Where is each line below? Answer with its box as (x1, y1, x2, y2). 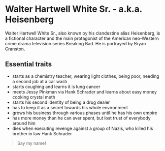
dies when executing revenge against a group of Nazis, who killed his (12, 125, 153, 131)
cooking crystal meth (12, 94, 56, 100)
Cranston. (5, 46, 26, 52)
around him (12, 120, 36, 126)
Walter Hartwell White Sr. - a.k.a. (5, 3, 142, 15)
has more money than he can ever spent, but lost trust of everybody (12, 115, 151, 121)
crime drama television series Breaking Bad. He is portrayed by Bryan (5, 40, 146, 46)
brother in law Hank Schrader (12, 130, 72, 136)
